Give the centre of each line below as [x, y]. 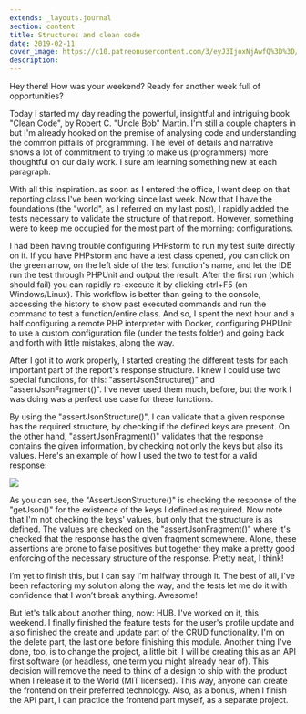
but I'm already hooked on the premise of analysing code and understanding [153, 133]
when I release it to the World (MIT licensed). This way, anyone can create [149, 681]
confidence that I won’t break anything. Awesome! [104, 595]
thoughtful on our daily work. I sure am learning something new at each [143, 162]
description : [34, 60]
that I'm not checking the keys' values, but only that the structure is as [141, 519]
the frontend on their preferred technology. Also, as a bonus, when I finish [148, 690]
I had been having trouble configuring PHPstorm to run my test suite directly [153, 246]
